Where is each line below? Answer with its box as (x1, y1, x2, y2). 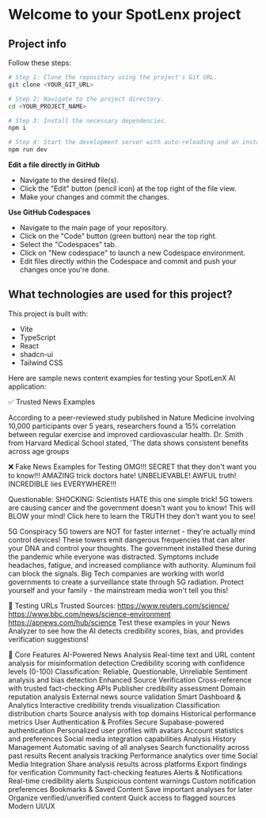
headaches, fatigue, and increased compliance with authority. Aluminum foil (8, 560, 256, 569)
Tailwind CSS (19, 358, 63, 367)
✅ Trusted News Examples (8, 397, 96, 406)
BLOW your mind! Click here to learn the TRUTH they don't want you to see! (8, 511, 256, 520)
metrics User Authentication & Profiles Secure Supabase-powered (8, 717, 224, 726)
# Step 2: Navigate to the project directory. (8, 95, 165, 103)
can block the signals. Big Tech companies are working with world (8, 569, 224, 578)
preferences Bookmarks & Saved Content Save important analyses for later (8, 784, 253, 793)
